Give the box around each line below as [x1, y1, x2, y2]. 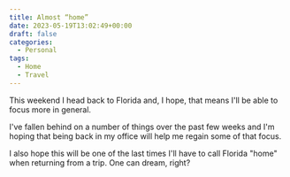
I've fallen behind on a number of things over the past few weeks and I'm [9, 121, 275, 132]
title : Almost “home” [9, 12, 89, 22]
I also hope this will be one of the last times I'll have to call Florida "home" [9, 148, 278, 158]
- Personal [17, 46, 57, 55]
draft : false [9, 29, 57, 38]
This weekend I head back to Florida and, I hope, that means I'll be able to [9, 95, 279, 105]
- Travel [17, 71, 50, 80]
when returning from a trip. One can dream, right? [9, 157, 191, 168]
